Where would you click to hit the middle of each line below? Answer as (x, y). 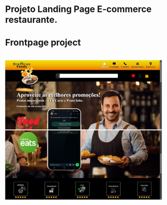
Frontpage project (43, 43)
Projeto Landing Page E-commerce (79, 9)
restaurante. (31, 20)
